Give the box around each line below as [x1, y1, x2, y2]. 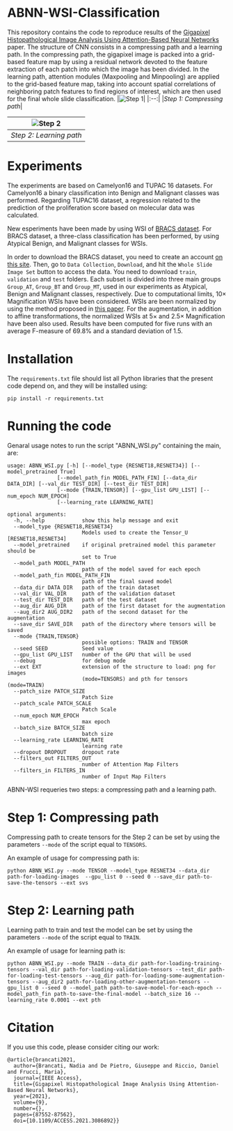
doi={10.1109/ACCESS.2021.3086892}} [13, 1117, 120, 1124]
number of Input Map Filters [81, 773, 167, 780]
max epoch [81, 718, 111, 725]
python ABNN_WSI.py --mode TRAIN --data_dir [7, 960, 138, 967]
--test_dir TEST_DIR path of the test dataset [13, 596, 157, 603]
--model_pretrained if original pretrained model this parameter [13, 541, 216, 548]
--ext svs [60, 879, 89, 886]
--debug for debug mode [13, 657, 127, 664]
